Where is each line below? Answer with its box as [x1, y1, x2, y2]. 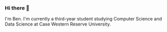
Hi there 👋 [5, 4, 30, 11]
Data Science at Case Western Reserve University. [5, 21, 111, 27]
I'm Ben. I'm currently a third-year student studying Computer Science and [5, 16, 162, 22]
